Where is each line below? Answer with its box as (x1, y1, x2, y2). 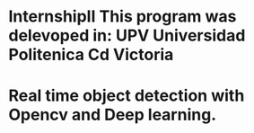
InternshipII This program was (8, 6, 237, 27)
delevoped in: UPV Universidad (8, 25, 246, 46)
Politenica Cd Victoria (8, 45, 174, 65)
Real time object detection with (8, 85, 245, 106)
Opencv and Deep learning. (8, 105, 217, 125)
